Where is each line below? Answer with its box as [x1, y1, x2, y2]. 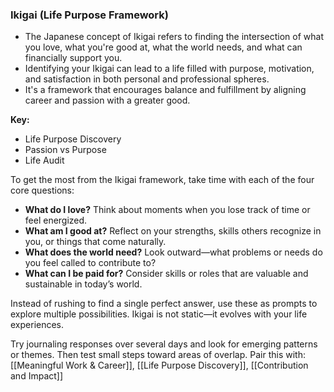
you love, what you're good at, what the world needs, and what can [24, 41, 303, 53]
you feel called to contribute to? [24, 257, 157, 269]
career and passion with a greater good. [24, 94, 191, 107]
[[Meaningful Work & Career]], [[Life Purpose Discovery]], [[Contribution [10, 359, 309, 372]
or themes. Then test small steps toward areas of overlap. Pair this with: [10, 349, 306, 361]
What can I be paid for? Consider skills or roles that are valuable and [24, 268, 309, 280]
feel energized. [24, 214, 88, 227]
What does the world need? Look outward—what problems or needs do [24, 246, 323, 258]
